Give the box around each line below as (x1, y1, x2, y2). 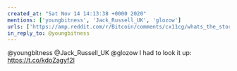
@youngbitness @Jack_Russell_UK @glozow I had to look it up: (7, 49, 192, 57)
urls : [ (7, 23, 30, 30)
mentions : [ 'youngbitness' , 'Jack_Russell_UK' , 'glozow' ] (7, 17, 181, 24)
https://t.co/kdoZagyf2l (7, 56, 75, 65)
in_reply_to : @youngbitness (7, 29, 90, 37)
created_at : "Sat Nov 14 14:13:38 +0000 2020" (7, 10, 147, 17)
